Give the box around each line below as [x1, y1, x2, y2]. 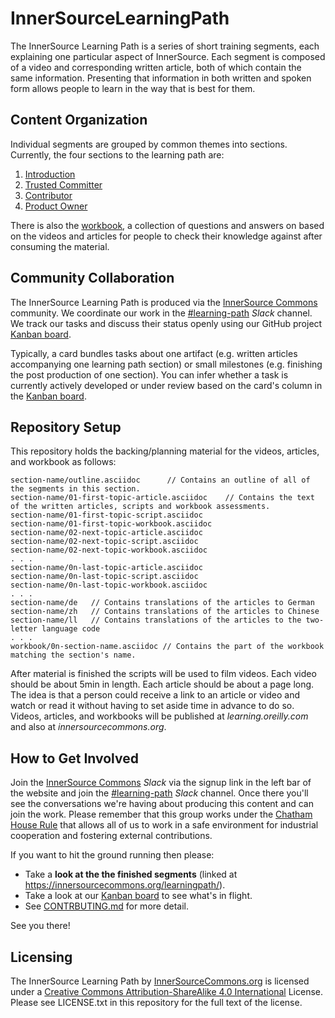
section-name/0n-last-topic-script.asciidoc [10, 572, 199, 582]
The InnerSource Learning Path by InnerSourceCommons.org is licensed [10, 975, 310, 987]
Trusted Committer [24, 178, 103, 191]
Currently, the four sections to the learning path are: [10, 148, 225, 161]
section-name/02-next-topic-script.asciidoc [10, 537, 199, 547]
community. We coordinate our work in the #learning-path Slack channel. [10, 307, 313, 319]
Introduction [24, 168, 76, 180]
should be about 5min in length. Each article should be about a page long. [10, 678, 315, 691]
